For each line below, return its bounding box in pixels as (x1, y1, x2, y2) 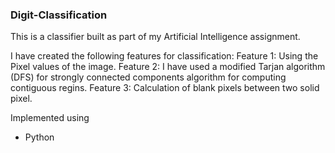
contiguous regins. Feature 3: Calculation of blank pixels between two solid (10, 82, 320, 94)
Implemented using (10, 112, 90, 124)
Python (24, 131, 55, 143)
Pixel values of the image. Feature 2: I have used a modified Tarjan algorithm (10, 61, 326, 73)
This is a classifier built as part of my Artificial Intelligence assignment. (10, 31, 301, 43)
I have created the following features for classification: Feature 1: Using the (10, 50, 319, 62)
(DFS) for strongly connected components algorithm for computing (10, 71, 287, 83)
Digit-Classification (10, 8, 108, 22)
